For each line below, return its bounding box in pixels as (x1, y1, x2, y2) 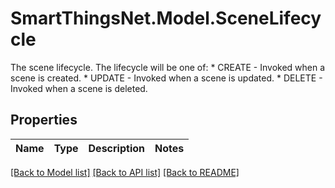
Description (88, 141, 145, 155)
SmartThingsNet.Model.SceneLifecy (10, 7, 322, 30)
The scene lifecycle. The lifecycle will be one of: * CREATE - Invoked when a (10, 61, 326, 73)
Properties (10, 112, 78, 129)
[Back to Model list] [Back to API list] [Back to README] (10, 166, 240, 178)
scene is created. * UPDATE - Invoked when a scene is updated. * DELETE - (10, 72, 323, 84)
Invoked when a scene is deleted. (10, 82, 148, 94)
